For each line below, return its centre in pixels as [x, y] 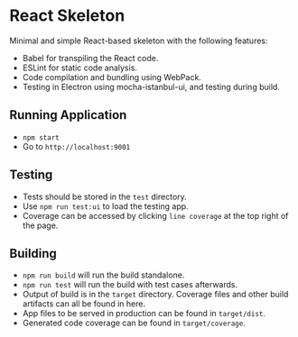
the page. [40, 225]
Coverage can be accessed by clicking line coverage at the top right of [155, 215]
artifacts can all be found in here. [84, 304]
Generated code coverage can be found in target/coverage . [134, 323]
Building [33, 253]
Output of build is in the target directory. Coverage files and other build [155, 295]
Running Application [68, 115]
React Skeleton [67, 16]
